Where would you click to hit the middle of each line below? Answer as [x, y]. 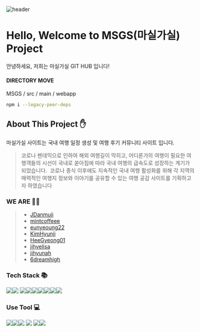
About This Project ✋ [46, 124]
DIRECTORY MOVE [30, 80]
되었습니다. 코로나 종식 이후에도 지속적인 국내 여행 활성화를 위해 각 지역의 [108, 170]
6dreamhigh [45, 260]
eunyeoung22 [47, 227]
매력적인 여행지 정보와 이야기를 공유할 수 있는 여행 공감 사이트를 [95, 178]
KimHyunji [43, 234]
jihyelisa [40, 246]
